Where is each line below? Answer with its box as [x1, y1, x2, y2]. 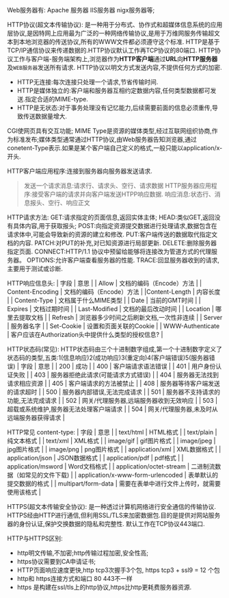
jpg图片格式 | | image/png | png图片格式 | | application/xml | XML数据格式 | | [7, 445, 221, 453]
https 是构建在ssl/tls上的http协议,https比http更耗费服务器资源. [16, 583, 192, 591]
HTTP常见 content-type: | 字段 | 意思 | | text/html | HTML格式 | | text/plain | [7, 428, 217, 436]
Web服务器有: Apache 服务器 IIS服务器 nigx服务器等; [7, 6, 155, 14]
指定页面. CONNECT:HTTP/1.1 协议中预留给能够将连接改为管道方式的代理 [7, 247, 212, 256]
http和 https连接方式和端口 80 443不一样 [16, 575, 133, 582]
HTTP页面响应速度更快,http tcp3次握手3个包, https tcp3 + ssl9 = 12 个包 [16, 566, 220, 574]
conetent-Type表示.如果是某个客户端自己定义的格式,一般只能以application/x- [7, 144, 223, 152]
